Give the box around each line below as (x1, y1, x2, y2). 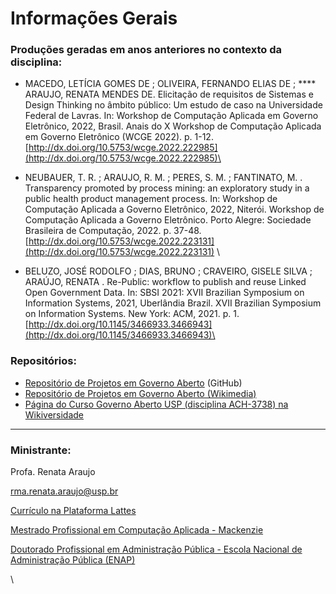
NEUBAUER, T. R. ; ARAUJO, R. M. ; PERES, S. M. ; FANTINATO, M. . (24, 172, 303, 184)
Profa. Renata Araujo (10, 466, 96, 478)
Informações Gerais (10, 7, 178, 30)
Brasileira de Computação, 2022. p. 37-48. (24, 225, 202, 237)
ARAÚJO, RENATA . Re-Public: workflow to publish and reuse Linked (24, 276, 307, 288)
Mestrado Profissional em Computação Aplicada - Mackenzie (10, 524, 264, 536)
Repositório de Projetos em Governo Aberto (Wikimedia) (24, 387, 257, 399)
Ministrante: (10, 443, 72, 457)
